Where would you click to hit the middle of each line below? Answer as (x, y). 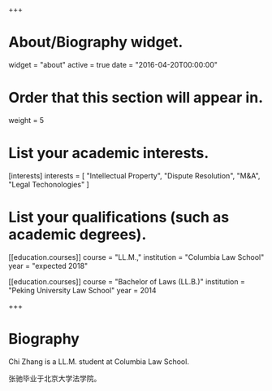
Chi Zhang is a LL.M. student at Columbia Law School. (99, 361)
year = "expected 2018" (48, 266)
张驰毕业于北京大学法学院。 (55, 378)
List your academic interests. (109, 154)
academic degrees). (78, 235)
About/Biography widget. (96, 42)
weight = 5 (26, 120)
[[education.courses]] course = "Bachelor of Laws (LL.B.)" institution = (127, 281)
